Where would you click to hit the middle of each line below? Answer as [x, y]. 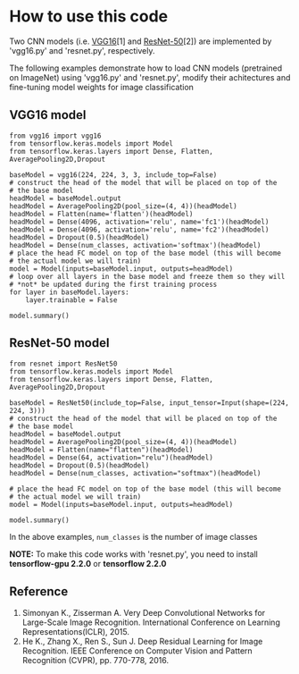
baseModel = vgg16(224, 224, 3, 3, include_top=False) [113, 175]
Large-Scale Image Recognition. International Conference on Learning [151, 622]
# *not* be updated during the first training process [113, 284]
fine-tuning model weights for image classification [102, 87]
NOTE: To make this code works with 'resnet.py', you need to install [134, 554]
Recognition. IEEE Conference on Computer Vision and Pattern [137, 651]
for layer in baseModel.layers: [69, 292]
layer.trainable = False [71, 300]
